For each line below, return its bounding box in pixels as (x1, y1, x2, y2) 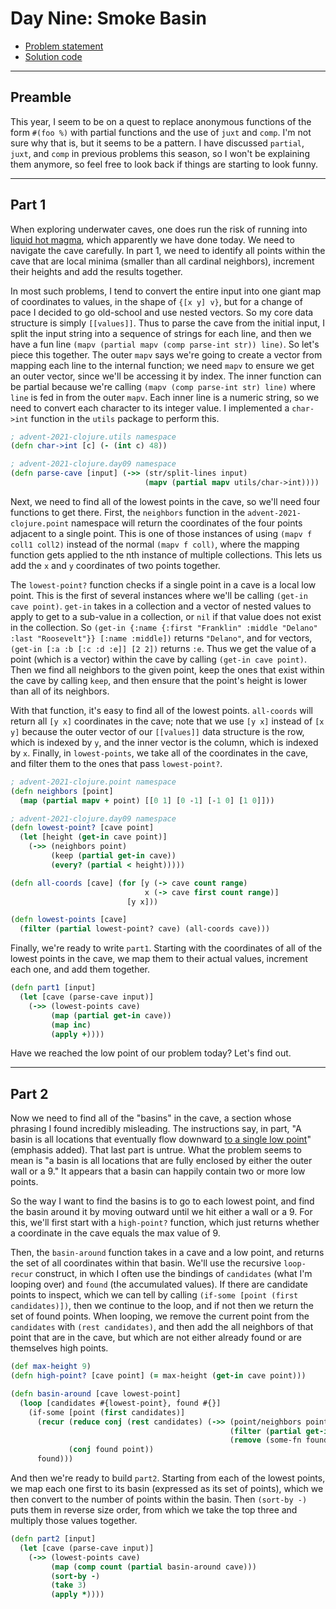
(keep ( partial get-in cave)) (50, 851, 177, 861)
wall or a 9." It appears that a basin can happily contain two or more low (10, 1165, 306, 1177)
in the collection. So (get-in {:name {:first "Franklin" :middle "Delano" (10, 621, 318, 633)
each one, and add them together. (10, 963, 151, 976)
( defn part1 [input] (10, 983, 97, 993)
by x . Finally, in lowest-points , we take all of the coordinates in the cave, (10, 747, 309, 759)
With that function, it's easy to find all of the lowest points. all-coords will (10, 704, 313, 716)
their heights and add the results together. (10, 265, 183, 277)
